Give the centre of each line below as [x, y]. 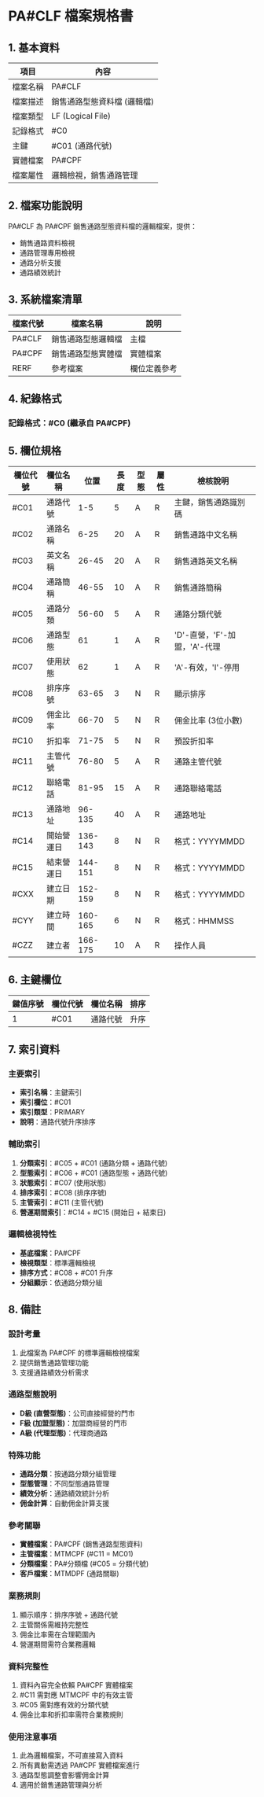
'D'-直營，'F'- [201, 635]
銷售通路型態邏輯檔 [87, 339]
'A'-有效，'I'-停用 [207, 667]
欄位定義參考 [154, 368]
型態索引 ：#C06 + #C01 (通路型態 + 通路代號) [93, 1173]
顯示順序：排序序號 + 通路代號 [68, 1615]
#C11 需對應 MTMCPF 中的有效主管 [76, 1695]
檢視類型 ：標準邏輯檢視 [57, 1262]
